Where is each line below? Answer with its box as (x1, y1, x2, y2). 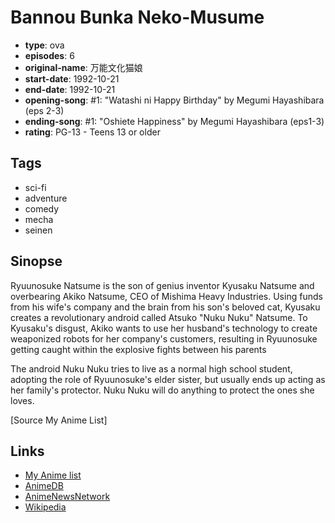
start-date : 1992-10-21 (24, 72, 120, 85)
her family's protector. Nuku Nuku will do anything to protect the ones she (10, 384, 315, 396)
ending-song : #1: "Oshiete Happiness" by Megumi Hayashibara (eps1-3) (24, 115, 325, 127)
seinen (24, 224, 53, 236)
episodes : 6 (24, 49, 75, 61)
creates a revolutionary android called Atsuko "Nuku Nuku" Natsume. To (10, 311, 308, 323)
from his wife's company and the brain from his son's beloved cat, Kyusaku (10, 301, 321, 313)
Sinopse (10, 253, 63, 270)
